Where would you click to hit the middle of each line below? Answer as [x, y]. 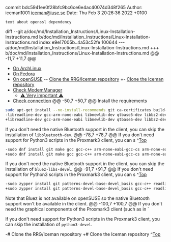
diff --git [14, 32]
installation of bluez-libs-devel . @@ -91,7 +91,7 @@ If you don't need [79, 169]
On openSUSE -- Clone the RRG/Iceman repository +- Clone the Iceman [88, 79]
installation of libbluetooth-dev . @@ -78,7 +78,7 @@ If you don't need [80, 135]
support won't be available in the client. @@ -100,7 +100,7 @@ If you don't [84, 204]
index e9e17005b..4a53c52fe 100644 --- [82, 42]
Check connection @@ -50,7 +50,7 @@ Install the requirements [80, 101]
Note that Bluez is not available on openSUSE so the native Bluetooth [78, 198]
